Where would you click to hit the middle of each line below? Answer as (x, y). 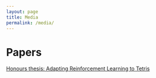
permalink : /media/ (30, 23)
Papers (24, 52)
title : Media (22, 17)
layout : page (22, 12)
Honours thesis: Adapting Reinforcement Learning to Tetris (78, 68)
